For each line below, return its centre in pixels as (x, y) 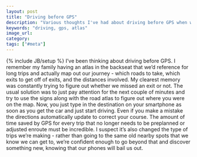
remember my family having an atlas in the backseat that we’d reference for (97, 67)
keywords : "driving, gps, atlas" (47, 28)
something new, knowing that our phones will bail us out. (75, 148)
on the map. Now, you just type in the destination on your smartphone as (94, 104)
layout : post (22, 11)
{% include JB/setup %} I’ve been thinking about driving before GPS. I (91, 61)
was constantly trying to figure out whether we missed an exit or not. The (95, 86)
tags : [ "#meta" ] (26, 45)
